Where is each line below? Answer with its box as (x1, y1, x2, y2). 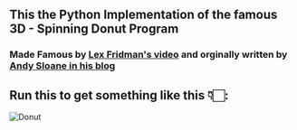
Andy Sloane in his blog (9, 60, 116, 72)
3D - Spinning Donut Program (9, 22, 179, 37)
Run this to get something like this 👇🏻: (9, 88, 229, 103)
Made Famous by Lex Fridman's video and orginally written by (9, 49, 288, 61)
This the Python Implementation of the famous (9, 7, 278, 23)
